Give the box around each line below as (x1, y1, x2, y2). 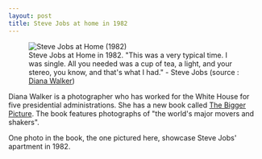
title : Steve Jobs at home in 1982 (8, 19, 128, 27)
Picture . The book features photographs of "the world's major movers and (8, 108, 255, 118)
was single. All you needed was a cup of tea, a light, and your (28, 58, 232, 69)
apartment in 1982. (8, 141, 71, 151)
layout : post (8, 11, 52, 20)
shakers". (8, 117, 40, 127)
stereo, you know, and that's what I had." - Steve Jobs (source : (28, 67, 239, 77)
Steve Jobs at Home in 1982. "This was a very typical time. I (28, 50, 228, 60)
